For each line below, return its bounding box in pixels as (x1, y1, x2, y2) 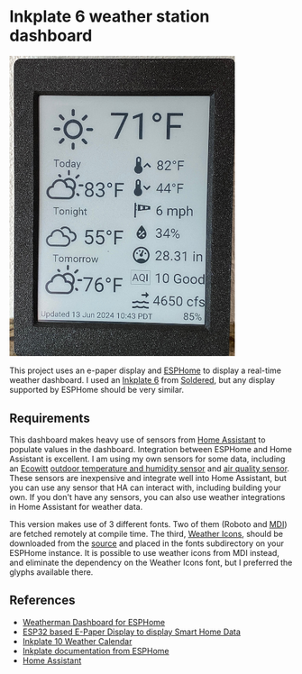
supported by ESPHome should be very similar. (9, 385, 185, 396)
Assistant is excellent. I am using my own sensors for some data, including (9, 453, 286, 465)
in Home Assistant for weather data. (9, 502, 143, 513)
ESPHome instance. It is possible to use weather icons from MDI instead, (9, 548, 279, 559)
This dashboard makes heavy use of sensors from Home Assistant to (9, 434, 266, 445)
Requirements (9, 410, 90, 425)
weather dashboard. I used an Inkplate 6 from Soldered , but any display (9, 375, 276, 386)
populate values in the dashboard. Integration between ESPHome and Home (9, 444, 293, 455)
